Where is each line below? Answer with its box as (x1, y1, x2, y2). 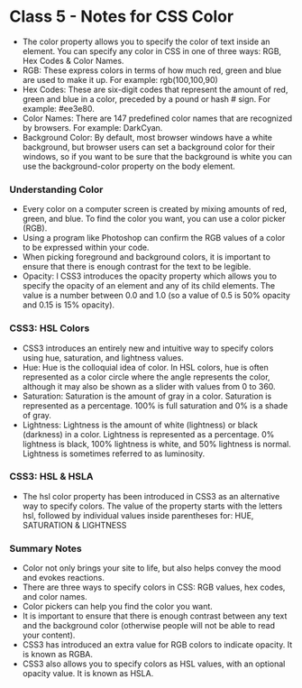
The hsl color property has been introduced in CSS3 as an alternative (22, 491, 280, 501)
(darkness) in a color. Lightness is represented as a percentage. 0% (22, 428, 275, 439)
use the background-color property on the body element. (22, 161, 236, 171)
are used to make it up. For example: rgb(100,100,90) (22, 74, 218, 85)
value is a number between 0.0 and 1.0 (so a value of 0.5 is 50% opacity (22, 290, 291, 301)
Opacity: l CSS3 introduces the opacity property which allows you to (22, 271, 278, 281)
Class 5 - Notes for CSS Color (9, 6, 234, 27)
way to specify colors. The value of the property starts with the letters (22, 500, 283, 511)
